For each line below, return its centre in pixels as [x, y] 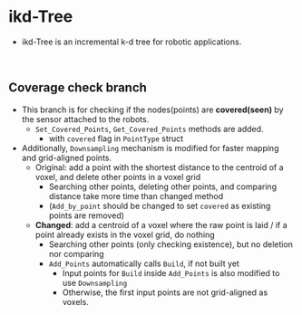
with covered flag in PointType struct [116, 138]
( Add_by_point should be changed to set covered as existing [160, 205]
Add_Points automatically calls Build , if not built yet [144, 263]
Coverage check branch [78, 88]
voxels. [76, 301]
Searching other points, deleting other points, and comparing [163, 186]
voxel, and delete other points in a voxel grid [118, 177]
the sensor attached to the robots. [85, 119]
